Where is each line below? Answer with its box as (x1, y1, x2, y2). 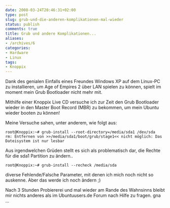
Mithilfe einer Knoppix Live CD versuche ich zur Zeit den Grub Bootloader (5, 99, 159, 105)
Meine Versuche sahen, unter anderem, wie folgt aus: (5, 120, 117, 126)
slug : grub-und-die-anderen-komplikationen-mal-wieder (5, 17, 124, 22)
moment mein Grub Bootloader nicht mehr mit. (5, 89, 103, 95)
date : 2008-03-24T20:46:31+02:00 (5, 7, 76, 13)
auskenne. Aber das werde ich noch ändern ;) (5, 177, 101, 184)
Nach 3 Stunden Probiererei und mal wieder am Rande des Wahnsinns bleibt (5, 187, 165, 193)
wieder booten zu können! (5, 110, 60, 116)
